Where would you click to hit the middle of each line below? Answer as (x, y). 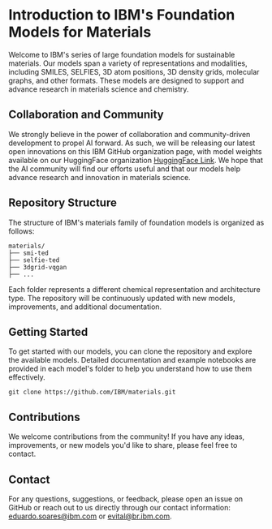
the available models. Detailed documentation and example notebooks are (132, 360)
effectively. (27, 377)
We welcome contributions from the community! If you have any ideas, (127, 437)
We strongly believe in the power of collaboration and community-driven (130, 134)
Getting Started (48, 331)
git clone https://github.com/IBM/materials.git (92, 392)
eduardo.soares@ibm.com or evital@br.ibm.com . (90, 516)
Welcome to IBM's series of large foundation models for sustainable (122, 54)
